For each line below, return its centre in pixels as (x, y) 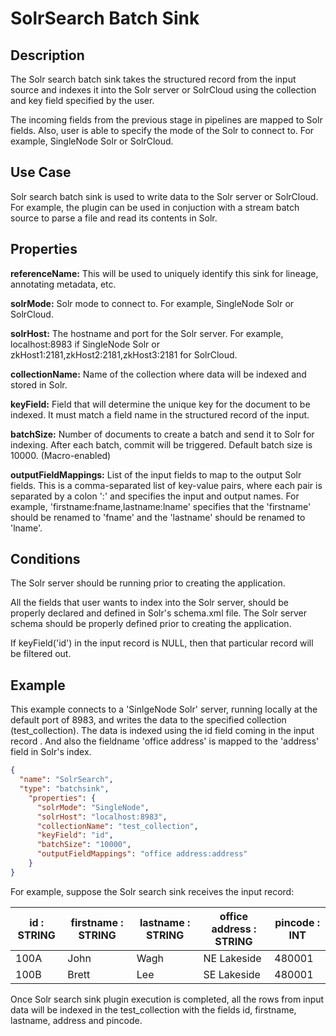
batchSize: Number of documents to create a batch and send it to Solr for (162, 434)
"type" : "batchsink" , (64, 789)
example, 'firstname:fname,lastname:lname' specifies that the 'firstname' (161, 506)
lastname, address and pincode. (76, 1020)
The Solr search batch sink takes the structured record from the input (153, 79)
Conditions (45, 559)
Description (47, 55)
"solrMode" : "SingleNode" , (93, 807)
